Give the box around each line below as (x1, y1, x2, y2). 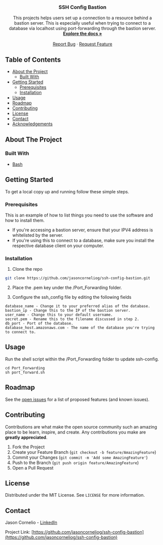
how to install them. (5, 217, 45, 223)
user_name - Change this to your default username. (5, 312, 113, 318)
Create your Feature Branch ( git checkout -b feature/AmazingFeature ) (12, 449, 157, 455)
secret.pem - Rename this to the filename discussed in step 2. (5, 317, 139, 322)
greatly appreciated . (5, 434, 48, 440)
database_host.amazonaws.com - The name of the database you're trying (5, 326, 155, 330)
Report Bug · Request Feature (53, 41, 112, 47)
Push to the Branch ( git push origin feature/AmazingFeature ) (12, 460, 139, 466)
